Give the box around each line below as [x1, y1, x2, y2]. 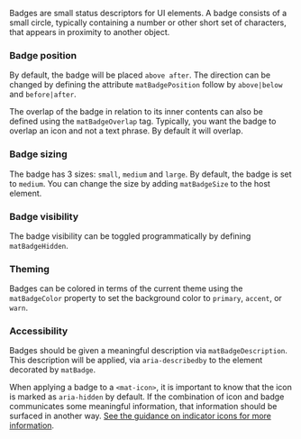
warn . [9, 302, 29, 314]
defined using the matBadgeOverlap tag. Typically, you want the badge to [9, 116, 277, 127]
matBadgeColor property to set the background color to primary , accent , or [9, 293, 282, 304]
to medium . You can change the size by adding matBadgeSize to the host [9, 178, 270, 188]
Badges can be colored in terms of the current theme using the [9, 283, 243, 294]
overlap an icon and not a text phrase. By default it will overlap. [9, 125, 243, 136]
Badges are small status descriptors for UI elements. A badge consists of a [9, 8, 287, 18]
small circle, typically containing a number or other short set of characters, [9, 17, 287, 28]
